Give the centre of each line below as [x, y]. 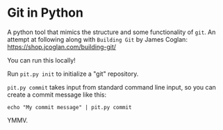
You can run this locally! [42, 60]
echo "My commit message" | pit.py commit [69, 107]
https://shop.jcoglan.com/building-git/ [62, 47]
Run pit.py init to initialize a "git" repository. [73, 74]
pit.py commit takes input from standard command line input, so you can [112, 87]
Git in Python [45, 13]
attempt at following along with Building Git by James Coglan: [97, 39]
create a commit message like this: [57, 95]
